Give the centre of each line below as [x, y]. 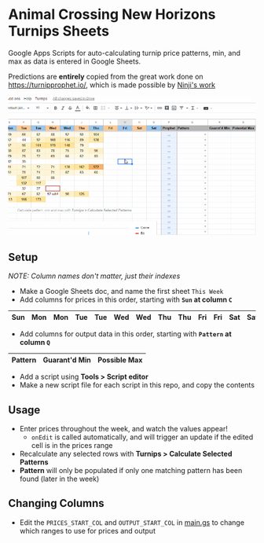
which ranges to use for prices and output [87, 530]
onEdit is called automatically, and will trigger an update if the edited [142, 437]
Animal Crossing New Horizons [112, 15]
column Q [35, 343]
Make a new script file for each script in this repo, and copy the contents [137, 385]
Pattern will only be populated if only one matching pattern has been [131, 471]
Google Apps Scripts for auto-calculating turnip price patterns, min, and [125, 53]
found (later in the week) [59, 479]
